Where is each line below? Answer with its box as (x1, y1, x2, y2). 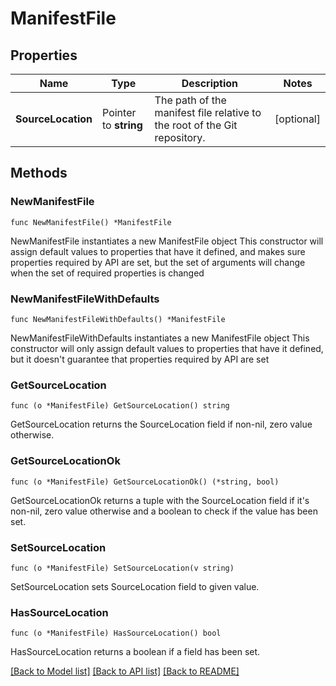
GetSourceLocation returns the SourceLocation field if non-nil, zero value (10, 418, 313, 431)
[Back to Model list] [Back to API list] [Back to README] (10, 665, 240, 677)
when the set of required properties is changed (10, 267, 205, 279)
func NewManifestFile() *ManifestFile (10, 217, 172, 227)
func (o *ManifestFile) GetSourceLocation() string (10, 401, 230, 411)
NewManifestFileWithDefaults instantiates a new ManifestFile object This (10, 332, 310, 344)
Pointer (102, 106, 137, 119)
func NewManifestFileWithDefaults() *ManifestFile (10, 314, 226, 324)
